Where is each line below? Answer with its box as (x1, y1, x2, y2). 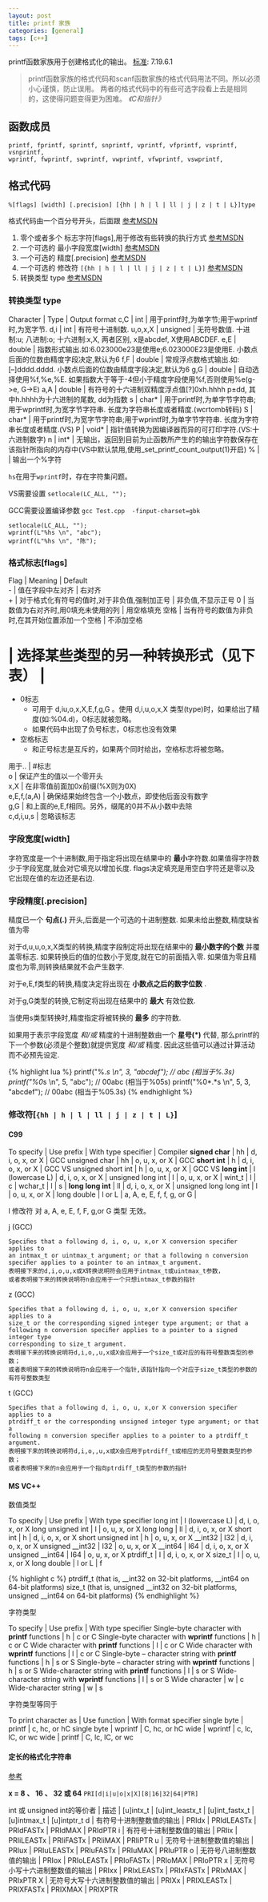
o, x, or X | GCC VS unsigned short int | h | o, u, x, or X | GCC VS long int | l (8, 1164, 256, 1174)
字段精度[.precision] (8, 895, 88, 906)
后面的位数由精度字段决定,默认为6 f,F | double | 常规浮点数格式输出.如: (8, 355, 240, 364)
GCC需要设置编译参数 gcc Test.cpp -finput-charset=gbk (8, 506, 201, 516)
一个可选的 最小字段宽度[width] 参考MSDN (19, 243, 160, 252)
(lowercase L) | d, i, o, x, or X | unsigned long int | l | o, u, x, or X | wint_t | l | (8, 1173, 256, 1182)
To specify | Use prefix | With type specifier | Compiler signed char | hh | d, (8, 1147, 258, 1157)
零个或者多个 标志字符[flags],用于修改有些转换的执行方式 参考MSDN (19, 233, 244, 243)
